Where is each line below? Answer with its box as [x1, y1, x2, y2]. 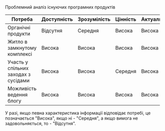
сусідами [7, 77, 30, 84]
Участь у [7, 59, 28, 65]
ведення [7, 91, 28, 98]
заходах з [7, 71, 31, 78]
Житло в [7, 38, 28, 45]
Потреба [11, 16, 33, 23]
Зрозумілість [78, 16, 110, 23]
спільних [7, 65, 29, 71]
